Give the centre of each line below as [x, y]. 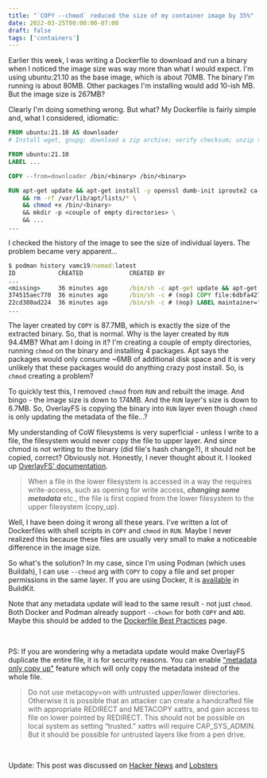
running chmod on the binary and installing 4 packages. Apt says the [118, 350]
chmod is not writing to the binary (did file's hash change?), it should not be [132, 449]
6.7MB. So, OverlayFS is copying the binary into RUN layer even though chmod [133, 408]
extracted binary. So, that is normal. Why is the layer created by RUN [118, 334]
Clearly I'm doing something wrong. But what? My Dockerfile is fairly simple [132, 110]
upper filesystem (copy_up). [73, 507]
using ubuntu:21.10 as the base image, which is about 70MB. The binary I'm [132, 77]
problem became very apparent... [63, 251]
